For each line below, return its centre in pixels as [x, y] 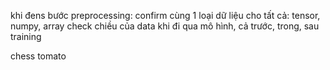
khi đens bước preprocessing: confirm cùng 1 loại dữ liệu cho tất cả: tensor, [165, 15]
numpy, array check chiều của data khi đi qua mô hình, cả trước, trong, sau [165, 26]
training [26, 36]
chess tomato [38, 56]
